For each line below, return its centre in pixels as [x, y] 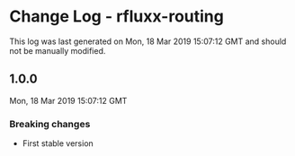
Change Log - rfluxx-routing [117, 17]
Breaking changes [50, 124]
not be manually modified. [58, 50]
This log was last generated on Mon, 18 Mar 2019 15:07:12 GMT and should [148, 41]
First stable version [58, 143]
